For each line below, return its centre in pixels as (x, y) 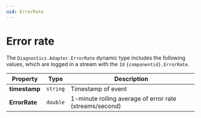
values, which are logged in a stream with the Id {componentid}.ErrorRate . (98, 64)
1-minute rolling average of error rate (124, 98)
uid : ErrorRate (25, 12)
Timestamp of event (99, 89)
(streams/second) (96, 106)
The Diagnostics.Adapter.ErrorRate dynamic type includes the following (96, 58)
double (56, 102)
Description (131, 79)
